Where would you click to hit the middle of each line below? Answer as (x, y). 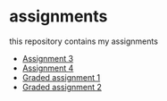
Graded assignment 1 (61, 77)
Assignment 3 (48, 58)
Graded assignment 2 (62, 87)
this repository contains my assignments (84, 41)
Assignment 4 (48, 68)
